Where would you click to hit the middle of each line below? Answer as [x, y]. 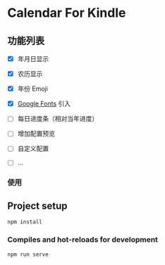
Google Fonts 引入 [44, 104]
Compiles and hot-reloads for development [83, 240]
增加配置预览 [36, 134]
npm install [25, 222]
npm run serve [28, 254]
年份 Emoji [32, 89]
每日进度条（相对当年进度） [58, 119]
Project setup [38, 206]
